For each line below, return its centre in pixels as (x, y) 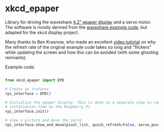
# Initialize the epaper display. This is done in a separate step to (78, 102)
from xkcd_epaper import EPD (35, 80)
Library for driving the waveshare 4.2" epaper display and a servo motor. (78, 22)
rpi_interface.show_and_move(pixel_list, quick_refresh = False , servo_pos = (83, 125)
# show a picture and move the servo (43, 120)
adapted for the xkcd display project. (42, 32)
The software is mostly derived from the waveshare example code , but (76, 27)
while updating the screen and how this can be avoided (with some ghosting (82, 52)
